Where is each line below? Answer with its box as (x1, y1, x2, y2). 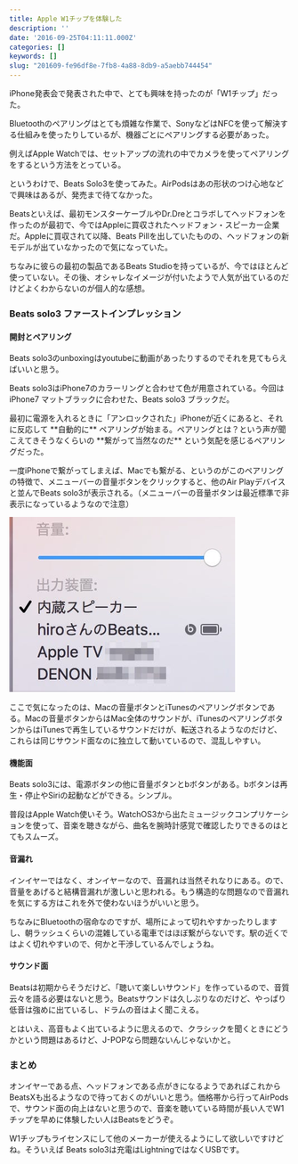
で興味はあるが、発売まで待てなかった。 (9, 190, 157, 200)
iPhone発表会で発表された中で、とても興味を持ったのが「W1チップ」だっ (9, 88, 278, 98)
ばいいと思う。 (9, 364, 64, 374)
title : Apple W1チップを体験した (9, 14, 123, 23)
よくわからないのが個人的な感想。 (24, 283, 149, 293)
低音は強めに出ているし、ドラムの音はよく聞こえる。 (9, 1004, 205, 1015)
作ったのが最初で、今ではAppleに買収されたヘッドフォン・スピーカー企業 (9, 219, 280, 230)
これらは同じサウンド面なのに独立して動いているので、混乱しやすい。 (9, 735, 266, 746)
